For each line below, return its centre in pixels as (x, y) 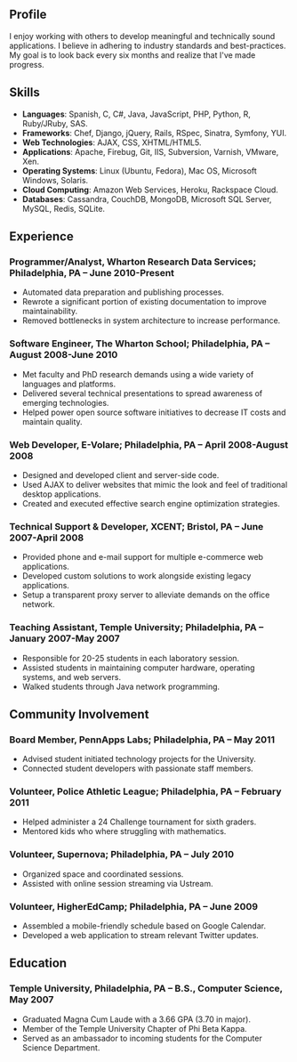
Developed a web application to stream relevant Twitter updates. (140, 936)
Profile (28, 15)
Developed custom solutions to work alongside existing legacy (136, 576)
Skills (24, 93)
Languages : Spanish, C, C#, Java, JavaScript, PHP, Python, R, (136, 114)
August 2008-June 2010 (64, 355)
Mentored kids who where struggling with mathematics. (124, 831)
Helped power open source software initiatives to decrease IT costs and (154, 412)
